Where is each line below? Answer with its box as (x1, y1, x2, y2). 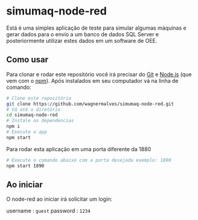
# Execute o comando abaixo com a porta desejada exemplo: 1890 (6, 157, 171, 163)
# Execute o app (6, 129, 47, 135)
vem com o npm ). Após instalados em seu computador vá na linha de (6, 77, 179, 84)
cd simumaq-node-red (6, 112, 59, 118)
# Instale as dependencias (6, 118, 74, 124)
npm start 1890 (6, 163, 45, 169)
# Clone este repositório (6, 95, 71, 101)
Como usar (6, 54, 49, 65)
